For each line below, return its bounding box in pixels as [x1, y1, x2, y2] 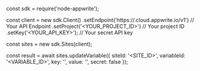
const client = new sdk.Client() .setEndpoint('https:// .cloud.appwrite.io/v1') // [6, 17, 195, 23]
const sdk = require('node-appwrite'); [6, 5, 100, 12]
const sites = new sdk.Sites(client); [6, 41, 93, 47]
